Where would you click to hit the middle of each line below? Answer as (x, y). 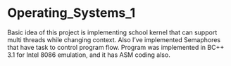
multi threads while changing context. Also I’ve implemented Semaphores (114, 39)
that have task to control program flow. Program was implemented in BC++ (116, 47)
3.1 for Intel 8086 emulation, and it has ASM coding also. (89, 55)
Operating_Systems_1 (71, 13)
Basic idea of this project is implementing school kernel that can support (112, 32)
